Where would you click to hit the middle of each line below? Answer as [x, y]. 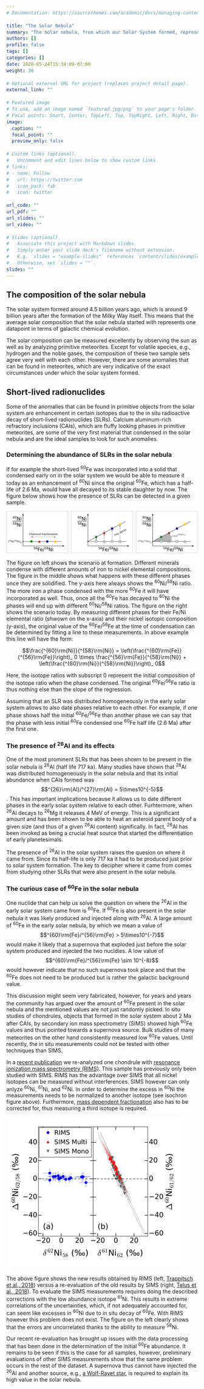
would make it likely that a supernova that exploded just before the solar [96, 944]
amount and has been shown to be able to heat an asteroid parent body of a [101, 819]
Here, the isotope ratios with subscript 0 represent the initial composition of [101, 676]
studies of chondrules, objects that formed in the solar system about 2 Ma [99, 1016]
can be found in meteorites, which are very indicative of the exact [88, 366]
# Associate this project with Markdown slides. [72, 244]
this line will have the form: [40, 639]
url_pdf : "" [21, 212]
